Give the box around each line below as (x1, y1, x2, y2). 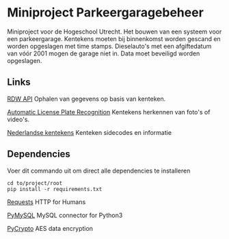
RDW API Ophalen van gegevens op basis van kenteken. (7, 95, 166, 103)
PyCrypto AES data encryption (7, 224, 94, 232)
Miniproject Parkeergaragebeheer (7, 5, 204, 21)
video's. (7, 115, 29, 123)
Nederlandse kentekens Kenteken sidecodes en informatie (7, 128, 172, 136)
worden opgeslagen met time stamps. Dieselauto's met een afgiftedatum (7, 42, 212, 50)
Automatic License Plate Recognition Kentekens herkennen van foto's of (7, 108, 211, 116)
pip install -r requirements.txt (7, 186, 103, 192)
